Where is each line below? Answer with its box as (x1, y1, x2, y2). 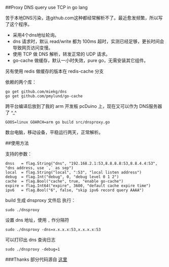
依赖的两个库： (5, 79, 37, 85)
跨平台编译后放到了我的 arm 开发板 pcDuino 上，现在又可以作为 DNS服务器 (5, 103, 162, 109)
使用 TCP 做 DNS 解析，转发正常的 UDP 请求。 (12, 51, 111, 57)
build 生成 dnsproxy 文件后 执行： (5, 197, 76, 203)
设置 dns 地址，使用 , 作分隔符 (5, 217, 70, 223)
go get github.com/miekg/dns (5, 89, 67, 94)
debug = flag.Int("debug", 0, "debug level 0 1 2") (5, 174, 119, 180)
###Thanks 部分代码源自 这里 (5, 256, 67, 262)
